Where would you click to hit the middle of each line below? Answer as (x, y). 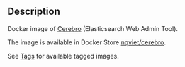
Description (34, 12)
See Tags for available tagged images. (63, 56)
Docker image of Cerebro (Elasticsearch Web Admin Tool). (93, 28)
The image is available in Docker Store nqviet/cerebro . (87, 42)
